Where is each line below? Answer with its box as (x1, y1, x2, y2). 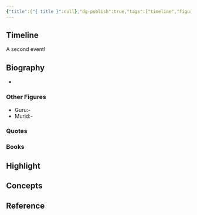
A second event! (6, 46, 46, 53)
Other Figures (6, 93, 46, 101)
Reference (6, 200, 45, 211)
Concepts (6, 181, 43, 191)
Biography (6, 63, 45, 73)
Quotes (6, 127, 28, 135)
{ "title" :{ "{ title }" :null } (6, 8, 77, 15)
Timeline (6, 30, 39, 40)
